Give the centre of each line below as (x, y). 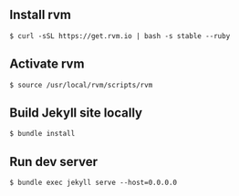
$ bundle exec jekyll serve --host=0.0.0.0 (94, 183)
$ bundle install (42, 134)
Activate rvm (47, 64)
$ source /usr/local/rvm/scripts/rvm (81, 85)
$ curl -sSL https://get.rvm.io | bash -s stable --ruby (120, 36)
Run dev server (54, 162)
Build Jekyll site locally (76, 113)
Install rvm (40, 15)
